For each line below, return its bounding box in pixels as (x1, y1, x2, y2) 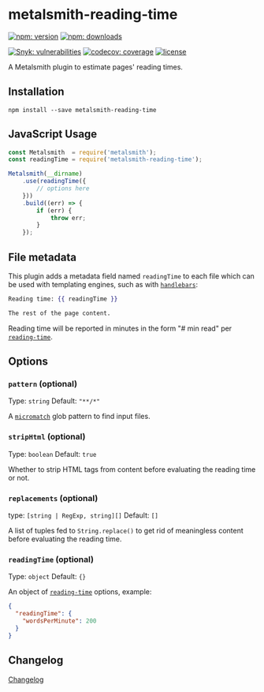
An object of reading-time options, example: (8, 587, 152, 597)
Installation (8, 85, 65, 99)
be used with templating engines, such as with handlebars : (8, 280, 199, 289)
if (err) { (36, 207, 73, 215)
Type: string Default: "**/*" (8, 396, 101, 406)
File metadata (8, 250, 77, 264)
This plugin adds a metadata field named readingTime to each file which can (8, 271, 255, 281)
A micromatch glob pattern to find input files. (8, 412, 151, 421)
